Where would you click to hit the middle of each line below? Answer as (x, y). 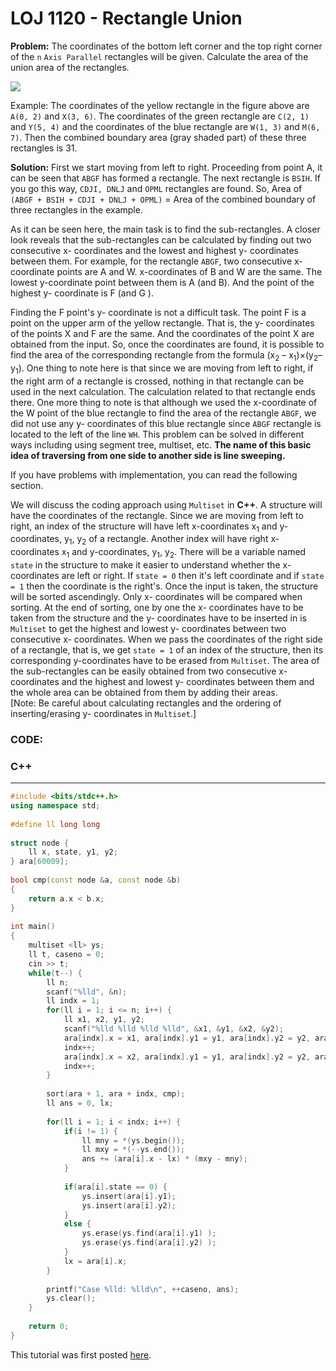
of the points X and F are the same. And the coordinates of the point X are (162, 333)
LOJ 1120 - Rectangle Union (126, 18)
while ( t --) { (55, 973)
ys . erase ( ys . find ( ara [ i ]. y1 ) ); (149, 1233)
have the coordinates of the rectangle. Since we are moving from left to (157, 515)
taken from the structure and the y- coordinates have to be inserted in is (158, 618)
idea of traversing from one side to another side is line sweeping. (148, 455)
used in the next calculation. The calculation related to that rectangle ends (163, 391)
